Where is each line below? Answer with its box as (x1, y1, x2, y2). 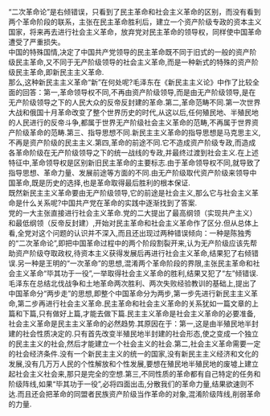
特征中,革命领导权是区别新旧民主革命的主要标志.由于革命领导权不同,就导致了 (8, 158, 261, 167)
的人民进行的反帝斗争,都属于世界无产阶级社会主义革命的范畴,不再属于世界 (8, 117, 252, 127)
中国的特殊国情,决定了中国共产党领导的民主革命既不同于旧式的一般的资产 (8, 47, 251, 56)
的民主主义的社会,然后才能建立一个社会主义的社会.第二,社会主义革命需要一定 (8, 339, 261, 348)
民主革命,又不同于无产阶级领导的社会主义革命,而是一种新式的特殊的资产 (14, 57, 252, 67)
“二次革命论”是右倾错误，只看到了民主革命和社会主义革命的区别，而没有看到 (8, 7, 261, 16)
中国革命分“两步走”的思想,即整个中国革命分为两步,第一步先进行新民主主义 (8, 289, 252, 298)
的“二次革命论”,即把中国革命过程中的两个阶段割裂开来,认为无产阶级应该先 (8, 238, 251, 248)
